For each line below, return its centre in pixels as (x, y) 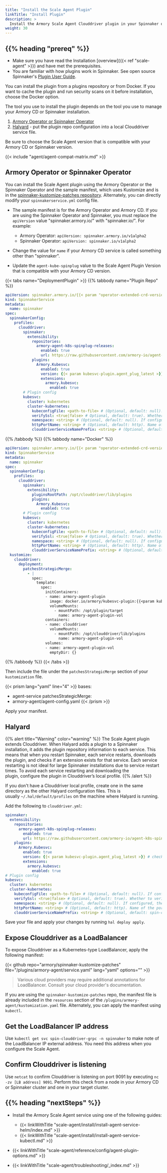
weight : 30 (16, 28)
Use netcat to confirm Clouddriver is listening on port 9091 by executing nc (82, 1077)
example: (22, 226)
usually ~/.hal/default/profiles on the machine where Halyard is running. (82, 796)
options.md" (25, 1156)
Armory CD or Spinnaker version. (39, 147)
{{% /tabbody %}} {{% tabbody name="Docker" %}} (59, 439)
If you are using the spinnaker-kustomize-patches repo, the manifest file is (81, 995)
